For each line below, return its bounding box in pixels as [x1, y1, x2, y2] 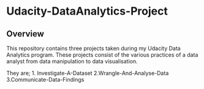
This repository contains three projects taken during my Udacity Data [6, 44, 181, 52]
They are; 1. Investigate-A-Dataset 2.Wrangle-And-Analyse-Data [6, 69, 169, 77]
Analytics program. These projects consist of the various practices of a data [6, 51, 198, 59]
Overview [6, 29, 45, 39]
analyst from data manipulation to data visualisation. [6, 58, 138, 65]
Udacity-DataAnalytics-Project [6, 4, 168, 18]
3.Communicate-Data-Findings [6, 76, 85, 83]
